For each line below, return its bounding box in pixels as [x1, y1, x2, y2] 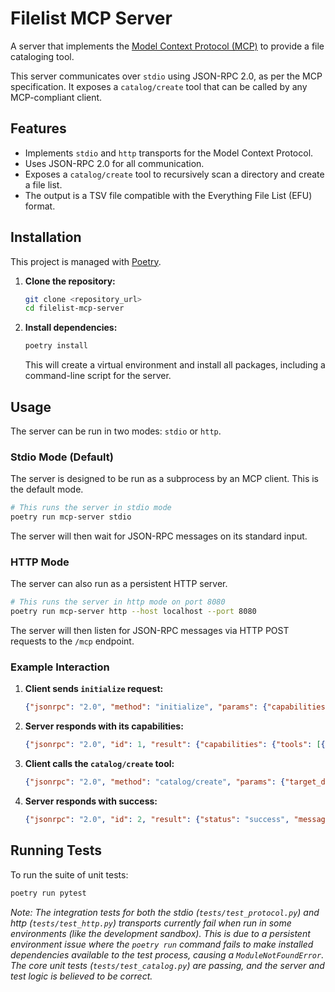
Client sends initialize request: [24, 683, 164, 695]
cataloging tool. [10, 50, 75, 62]
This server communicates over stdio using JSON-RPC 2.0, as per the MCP [10, 70, 323, 82]
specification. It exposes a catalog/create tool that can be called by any [10, 80, 308, 92]
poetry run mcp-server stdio [10, 512, 132, 522]
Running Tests [10, 842, 102, 859]
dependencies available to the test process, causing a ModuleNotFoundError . [10, 948, 325, 961]
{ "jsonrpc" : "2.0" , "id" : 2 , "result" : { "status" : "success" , [24, 815, 290, 825]
